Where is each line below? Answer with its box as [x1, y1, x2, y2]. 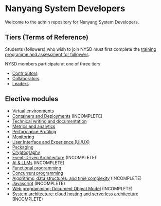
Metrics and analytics [12, 123, 55, 129]
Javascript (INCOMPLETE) [12, 180, 66, 186]
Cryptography [12, 149, 40, 155]
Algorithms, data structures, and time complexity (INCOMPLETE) [12, 175, 142, 181]
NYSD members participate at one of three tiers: [5, 61, 102, 66]
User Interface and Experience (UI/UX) [12, 139, 90, 144]
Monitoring [12, 134, 34, 140]
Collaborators [12, 75, 40, 81]
